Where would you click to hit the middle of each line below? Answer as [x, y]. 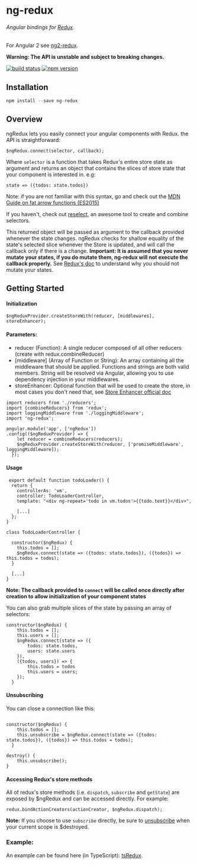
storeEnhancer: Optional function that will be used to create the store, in [102, 385]
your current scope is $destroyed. [48, 827]
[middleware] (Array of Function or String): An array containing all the [99, 360]
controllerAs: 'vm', [42, 490]
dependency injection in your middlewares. [67, 379]
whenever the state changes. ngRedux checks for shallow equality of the [95, 238]
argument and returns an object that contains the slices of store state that [96, 168]
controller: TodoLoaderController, [61, 496]
